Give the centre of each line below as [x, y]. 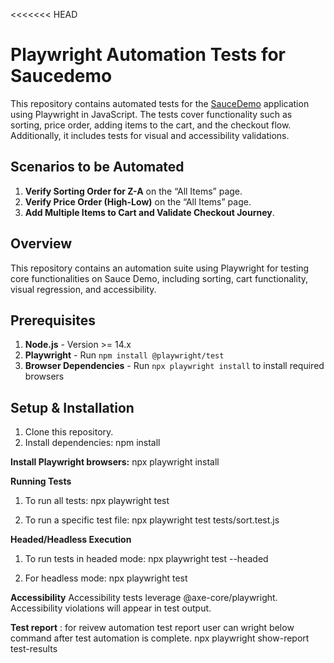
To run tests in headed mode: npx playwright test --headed [146, 559]
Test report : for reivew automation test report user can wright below [152, 628]
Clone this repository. [69, 432]
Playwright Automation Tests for [148, 55]
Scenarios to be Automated [97, 167]
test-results [34, 649]
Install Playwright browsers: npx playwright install [115, 462]
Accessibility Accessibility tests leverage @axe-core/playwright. [144, 598]
